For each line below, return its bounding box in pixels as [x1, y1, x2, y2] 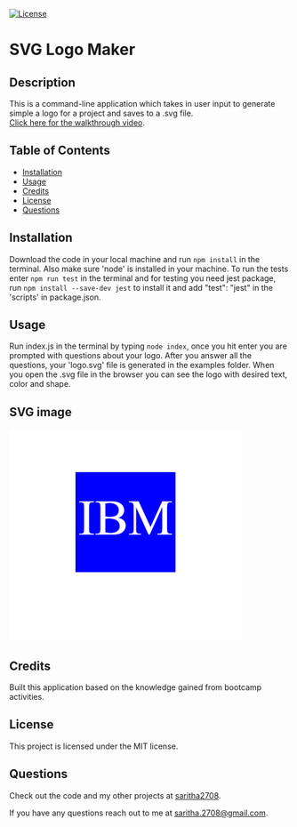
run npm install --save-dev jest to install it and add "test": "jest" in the [9, 282, 274, 293]
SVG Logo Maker [9, 40, 136, 60]
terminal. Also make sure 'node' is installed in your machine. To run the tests [9, 263, 289, 274]
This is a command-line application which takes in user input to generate [9, 99, 276, 108]
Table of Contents [9, 143, 111, 158]
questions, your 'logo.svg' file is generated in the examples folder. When [9, 360, 275, 371]
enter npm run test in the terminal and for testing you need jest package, [9, 272, 277, 284]
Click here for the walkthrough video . [9, 117, 145, 128]
